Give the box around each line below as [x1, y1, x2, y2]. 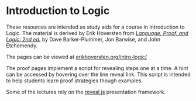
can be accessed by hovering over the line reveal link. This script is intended [6, 71, 191, 78]
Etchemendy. [6, 42, 38, 49]
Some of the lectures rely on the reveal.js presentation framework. [6, 88, 166, 95]
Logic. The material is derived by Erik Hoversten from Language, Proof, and [6, 29, 188, 36]
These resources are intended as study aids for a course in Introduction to [6, 23, 185, 30]
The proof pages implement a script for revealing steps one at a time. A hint [6, 64, 188, 71]
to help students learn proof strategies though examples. [6, 77, 143, 84]
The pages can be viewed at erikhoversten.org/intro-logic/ [6, 53, 147, 60]
